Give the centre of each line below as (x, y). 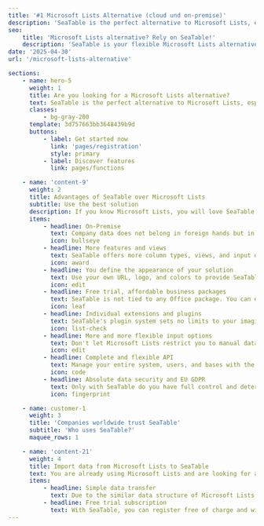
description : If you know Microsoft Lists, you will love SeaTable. (143, 212)
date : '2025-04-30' (40, 52)
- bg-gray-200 (66, 117)
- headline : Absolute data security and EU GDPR (124, 379)
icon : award (70, 263)
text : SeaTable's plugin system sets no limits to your (143, 321)
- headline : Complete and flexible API (108, 358)
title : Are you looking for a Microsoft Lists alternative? (129, 95)
